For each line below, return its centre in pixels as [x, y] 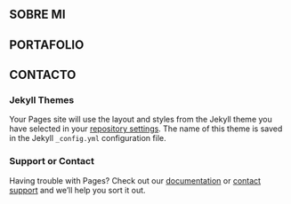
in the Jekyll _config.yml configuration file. [88, 138]
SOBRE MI [37, 15]
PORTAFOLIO [47, 45]
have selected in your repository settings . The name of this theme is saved [146, 129]
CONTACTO [43, 75]
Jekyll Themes [42, 100]
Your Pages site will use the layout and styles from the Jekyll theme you [141, 120]
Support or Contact [52, 161]
